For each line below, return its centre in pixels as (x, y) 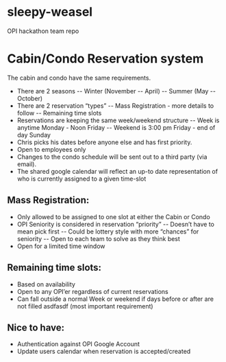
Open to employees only (51, 149)
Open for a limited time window (61, 246)
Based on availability (46, 284)
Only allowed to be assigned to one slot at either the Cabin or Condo (113, 216)
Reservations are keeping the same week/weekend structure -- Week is (118, 120)
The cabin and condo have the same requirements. (79, 78)
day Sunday (34, 135)
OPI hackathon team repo (43, 31)
